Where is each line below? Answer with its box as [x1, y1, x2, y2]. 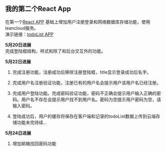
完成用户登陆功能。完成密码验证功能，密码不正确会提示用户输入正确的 [12, 90, 157, 96]
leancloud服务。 [5, 25, 39, 31]
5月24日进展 [5, 130, 31, 136]
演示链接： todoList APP [5, 31, 54, 37]
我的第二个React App [5, 4, 71, 13]
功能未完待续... [16, 119, 47, 125]
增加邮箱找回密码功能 [12, 141, 56, 147]
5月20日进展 [5, 42, 31, 48]
